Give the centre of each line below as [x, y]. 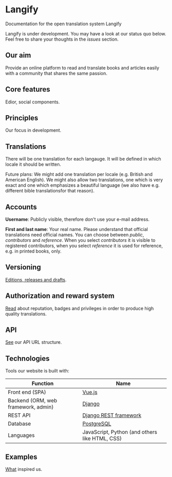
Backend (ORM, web [33, 401]
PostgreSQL [97, 424]
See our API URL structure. [34, 342]
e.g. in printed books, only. [33, 251]
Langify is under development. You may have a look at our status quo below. [86, 33]
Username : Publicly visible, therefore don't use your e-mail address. [78, 219]
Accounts [21, 207]
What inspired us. [24, 469]
